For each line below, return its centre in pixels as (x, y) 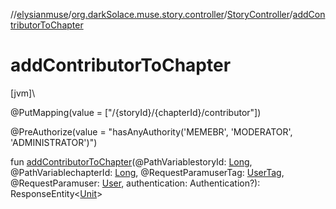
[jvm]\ (23, 93)
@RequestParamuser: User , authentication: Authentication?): (135, 183)
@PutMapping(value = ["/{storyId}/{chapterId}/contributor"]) (136, 112)
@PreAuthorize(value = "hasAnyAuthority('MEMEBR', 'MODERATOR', (151, 131)
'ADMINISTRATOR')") (54, 142)
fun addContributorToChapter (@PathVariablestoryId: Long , (131, 161)
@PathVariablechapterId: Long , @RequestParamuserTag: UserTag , (147, 172)
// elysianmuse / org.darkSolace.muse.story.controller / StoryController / (151, 14)
